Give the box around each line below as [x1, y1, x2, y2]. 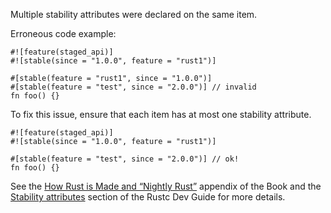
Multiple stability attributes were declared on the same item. [10, 9, 258, 20]
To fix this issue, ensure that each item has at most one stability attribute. [10, 109, 312, 120]
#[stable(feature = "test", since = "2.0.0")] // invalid [10, 82, 257, 92]
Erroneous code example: [10, 28, 117, 39]
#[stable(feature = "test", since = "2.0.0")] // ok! [10, 154, 240, 164]
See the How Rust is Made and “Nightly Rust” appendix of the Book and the [10, 180, 322, 192]
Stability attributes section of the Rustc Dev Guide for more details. [10, 191, 286, 203]
